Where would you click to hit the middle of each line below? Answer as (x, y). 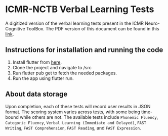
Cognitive (15, 28)
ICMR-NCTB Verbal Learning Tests (80, 9)
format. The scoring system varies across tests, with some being (73, 112)
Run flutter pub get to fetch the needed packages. (65, 73)
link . (10, 34)
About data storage (36, 94)
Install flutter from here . (37, 62)
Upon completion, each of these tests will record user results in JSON (78, 106)
